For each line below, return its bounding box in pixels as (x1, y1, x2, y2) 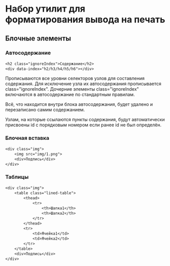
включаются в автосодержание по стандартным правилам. (5, 91, 135, 97)
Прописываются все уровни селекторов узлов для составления (5, 75, 145, 81)
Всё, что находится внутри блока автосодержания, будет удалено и (5, 101, 153, 107)
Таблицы (5, 173, 29, 180)
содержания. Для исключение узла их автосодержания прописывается (5, 81, 161, 87)
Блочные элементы (5, 34, 71, 43)
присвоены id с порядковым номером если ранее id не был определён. (5, 122, 162, 128)
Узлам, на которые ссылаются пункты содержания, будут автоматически (5, 116, 165, 122)
